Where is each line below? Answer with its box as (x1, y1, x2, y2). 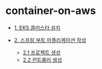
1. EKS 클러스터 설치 (13, 24, 61, 31)
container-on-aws (5, 4, 96, 18)
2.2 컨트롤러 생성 (22, 56, 62, 63)
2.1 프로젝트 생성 (22, 49, 61, 56)
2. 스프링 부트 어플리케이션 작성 (13, 36, 86, 43)
